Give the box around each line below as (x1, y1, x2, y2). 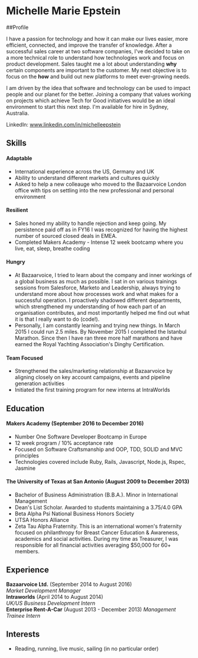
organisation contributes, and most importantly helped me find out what (14, 309, 190, 316)
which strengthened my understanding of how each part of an (14, 303, 167, 310)
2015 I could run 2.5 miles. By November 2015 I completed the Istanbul (14, 328, 187, 335)
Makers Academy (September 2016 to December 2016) (6, 420, 144, 427)
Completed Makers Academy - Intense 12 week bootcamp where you (14, 238, 183, 246)
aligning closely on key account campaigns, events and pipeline (14, 374, 170, 381)
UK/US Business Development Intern (6, 599, 96, 607)
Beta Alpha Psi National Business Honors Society (14, 510, 135, 517)
